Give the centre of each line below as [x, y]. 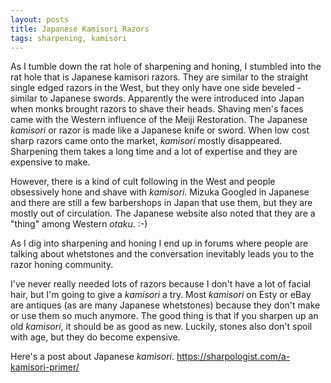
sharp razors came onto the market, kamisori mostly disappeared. [146, 141]
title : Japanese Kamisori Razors [80, 29]
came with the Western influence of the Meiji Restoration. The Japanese [159, 120]
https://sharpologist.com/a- [233, 357]
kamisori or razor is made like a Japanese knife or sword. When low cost [160, 130]
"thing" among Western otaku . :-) [79, 224]
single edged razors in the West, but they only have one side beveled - [156, 88]
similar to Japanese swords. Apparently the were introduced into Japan [157, 98]
